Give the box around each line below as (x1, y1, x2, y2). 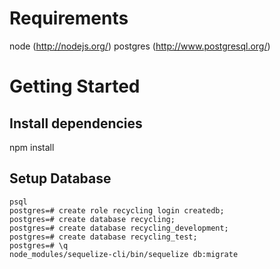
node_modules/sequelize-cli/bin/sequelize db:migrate (9, 249, 239, 259)
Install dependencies (9, 115, 143, 132)
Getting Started (9, 75, 141, 98)
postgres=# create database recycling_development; (9, 223, 229, 233)
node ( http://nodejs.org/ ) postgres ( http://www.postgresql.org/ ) (9, 40, 271, 52)
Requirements (9, 7, 129, 30)
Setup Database (9, 170, 112, 187)
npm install (9, 141, 55, 153)
